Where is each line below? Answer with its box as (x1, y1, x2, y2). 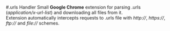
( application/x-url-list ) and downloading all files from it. (6, 9, 123, 15)
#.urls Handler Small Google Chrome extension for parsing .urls (6, 4, 141, 10)
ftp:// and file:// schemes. (6, 20, 60, 26)
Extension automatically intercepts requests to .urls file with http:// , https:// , (6, 15, 166, 20)
